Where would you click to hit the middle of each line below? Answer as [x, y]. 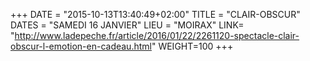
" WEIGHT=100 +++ [192, 46]
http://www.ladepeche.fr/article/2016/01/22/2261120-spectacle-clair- [157, 35]
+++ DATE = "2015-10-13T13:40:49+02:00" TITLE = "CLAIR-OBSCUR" [155, 14]
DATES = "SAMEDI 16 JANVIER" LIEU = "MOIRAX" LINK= [127, 25]
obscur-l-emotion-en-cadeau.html [81, 46]
